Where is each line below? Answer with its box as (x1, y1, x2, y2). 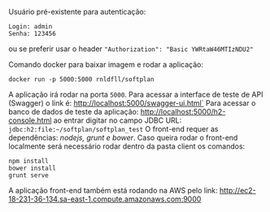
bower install (8, 164, 57, 172)
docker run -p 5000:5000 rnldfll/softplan (8, 76, 155, 84)
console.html (8, 115, 52, 125)
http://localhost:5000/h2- (140, 107, 226, 116)
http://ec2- (219, 186, 256, 195)
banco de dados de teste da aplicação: (8, 107, 139, 116)
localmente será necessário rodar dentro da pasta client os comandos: (8, 141, 246, 151)
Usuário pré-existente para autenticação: (8, 7, 146, 16)
